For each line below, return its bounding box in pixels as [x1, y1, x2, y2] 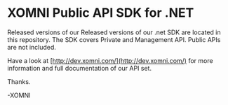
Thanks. [7, 77, 31, 85]
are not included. [7, 43, 56, 51]
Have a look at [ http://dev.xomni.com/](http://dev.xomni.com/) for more [7, 56, 213, 64]
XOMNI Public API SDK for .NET [7, 5, 194, 21]
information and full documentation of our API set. [7, 64, 152, 72]
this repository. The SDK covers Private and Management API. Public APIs [7, 35, 221, 43]
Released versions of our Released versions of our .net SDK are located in [7, 28, 221, 36]
